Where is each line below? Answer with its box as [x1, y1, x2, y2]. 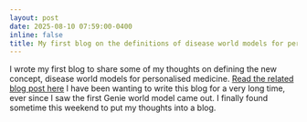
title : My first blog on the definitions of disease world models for [9, 38, 284, 48]
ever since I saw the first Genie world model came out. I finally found [9, 93, 269, 104]
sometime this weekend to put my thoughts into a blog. [9, 102, 217, 114]
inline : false [9, 30, 64, 39]
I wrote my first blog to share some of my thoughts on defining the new [9, 64, 277, 75]
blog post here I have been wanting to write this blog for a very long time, [9, 83, 286, 94]
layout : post [9, 13, 59, 23]
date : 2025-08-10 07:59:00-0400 [9, 22, 132, 31]
